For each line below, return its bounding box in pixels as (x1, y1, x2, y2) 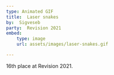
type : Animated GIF (6, 8, 54, 15)
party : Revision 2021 (6, 25, 61, 31)
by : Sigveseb (6, 19, 41, 25)
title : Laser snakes (6, 14, 59, 20)
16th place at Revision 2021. (6, 62, 73, 69)
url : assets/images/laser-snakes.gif (16, 42, 109, 47)
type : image (16, 36, 46, 42)
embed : (6, 30, 22, 36)
